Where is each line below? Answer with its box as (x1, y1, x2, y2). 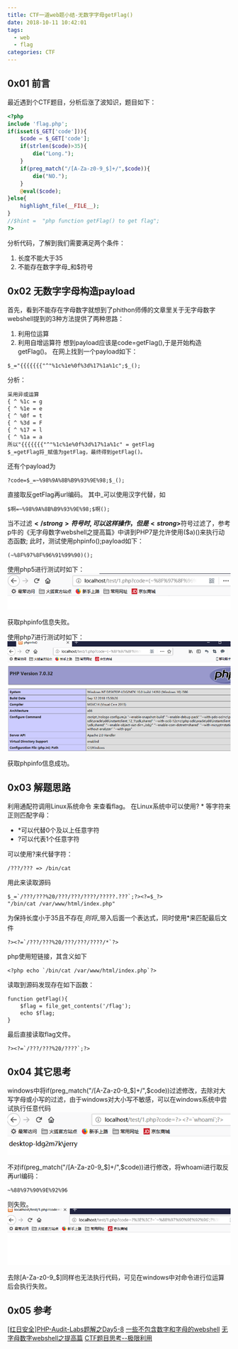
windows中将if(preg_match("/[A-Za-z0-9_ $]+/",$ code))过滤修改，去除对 (7, 1086, 220, 1095)
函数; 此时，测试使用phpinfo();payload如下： (13, 536, 144, 545)
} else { (7, 195, 27, 202)
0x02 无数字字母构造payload (7, 286, 135, 298)
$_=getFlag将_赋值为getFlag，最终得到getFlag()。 (7, 448, 147, 456)
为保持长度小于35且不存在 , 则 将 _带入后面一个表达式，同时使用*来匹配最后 (7, 913, 221, 924)
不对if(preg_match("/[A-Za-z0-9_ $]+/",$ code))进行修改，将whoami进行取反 (7, 1163, 229, 1171)
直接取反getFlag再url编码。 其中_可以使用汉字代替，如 (7, 490, 166, 499)
